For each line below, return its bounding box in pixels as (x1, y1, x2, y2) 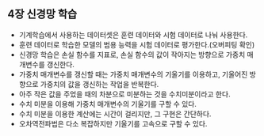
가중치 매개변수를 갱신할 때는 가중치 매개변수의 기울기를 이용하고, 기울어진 (18, 70, 248, 79)
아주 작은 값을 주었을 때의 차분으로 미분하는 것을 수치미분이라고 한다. (18, 89, 231, 99)
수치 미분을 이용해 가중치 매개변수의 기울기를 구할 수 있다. (18, 99, 197, 108)
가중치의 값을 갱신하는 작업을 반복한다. (40, 79, 159, 89)
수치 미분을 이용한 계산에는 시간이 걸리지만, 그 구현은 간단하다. (18, 109, 212, 119)
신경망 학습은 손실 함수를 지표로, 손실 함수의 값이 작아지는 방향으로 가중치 (18, 50, 246, 59)
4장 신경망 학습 (7, 7, 78, 21)
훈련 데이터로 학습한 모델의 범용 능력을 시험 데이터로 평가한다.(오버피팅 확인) (18, 40, 255, 49)
